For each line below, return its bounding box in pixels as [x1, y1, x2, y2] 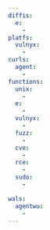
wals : [8, 194, 26, 202]
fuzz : [15, 129, 34, 137]
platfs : [8, 33, 34, 42]
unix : [15, 85, 34, 93]
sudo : [15, 173, 34, 182]
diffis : [8, 11, 34, 20]
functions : [8, 77, 44, 85]
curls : [8, 56, 30, 64]
